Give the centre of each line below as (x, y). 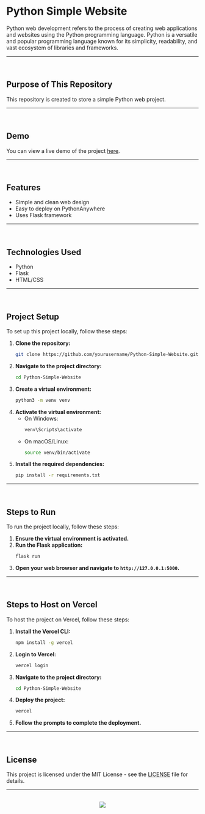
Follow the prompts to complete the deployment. (78, 723)
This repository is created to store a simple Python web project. (86, 99)
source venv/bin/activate (57, 453)
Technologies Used (44, 252)
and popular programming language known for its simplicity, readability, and (102, 41)
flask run (28, 557)
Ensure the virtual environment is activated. (72, 539)
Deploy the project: (40, 700)
